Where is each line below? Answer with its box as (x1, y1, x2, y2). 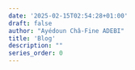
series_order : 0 (8, 49, 63, 57)
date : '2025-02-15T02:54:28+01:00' (8, 11, 129, 20)
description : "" (8, 42, 63, 50)
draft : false (8, 19, 53, 27)
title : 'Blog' (8, 34, 57, 43)
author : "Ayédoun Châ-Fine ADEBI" (8, 27, 125, 35)
